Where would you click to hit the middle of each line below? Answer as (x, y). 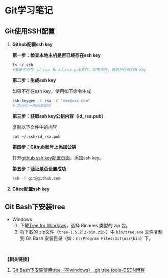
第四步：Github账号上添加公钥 (44, 147)
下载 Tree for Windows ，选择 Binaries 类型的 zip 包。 (75, 226)
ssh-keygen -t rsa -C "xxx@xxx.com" (51, 101)
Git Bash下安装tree (35, 206)
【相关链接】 (18, 259)
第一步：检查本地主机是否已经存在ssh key (56, 55)
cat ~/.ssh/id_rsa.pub (36, 136)
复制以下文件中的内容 (34, 127)
